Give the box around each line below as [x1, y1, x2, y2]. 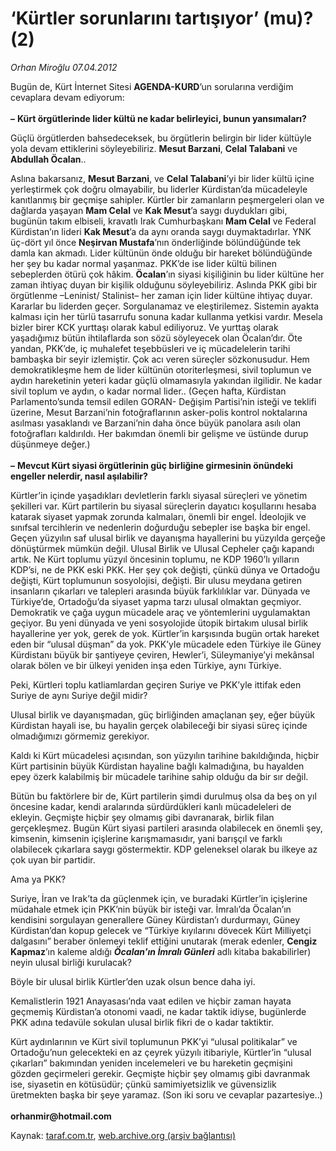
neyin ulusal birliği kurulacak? [10, 956, 132, 968]
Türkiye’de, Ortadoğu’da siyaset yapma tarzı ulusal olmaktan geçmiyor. [10, 595, 302, 607]
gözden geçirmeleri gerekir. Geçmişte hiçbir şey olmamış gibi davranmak [10, 1067, 311, 1079]
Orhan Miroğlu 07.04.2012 [10, 61, 118, 73]
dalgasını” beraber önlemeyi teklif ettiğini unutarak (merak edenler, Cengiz [10, 935, 318, 947]
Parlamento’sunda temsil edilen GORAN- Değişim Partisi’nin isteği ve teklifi [10, 395, 317, 407]
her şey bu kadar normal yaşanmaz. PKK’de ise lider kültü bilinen [10, 257, 277, 269]
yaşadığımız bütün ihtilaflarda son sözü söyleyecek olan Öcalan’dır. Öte [10, 332, 303, 344]
